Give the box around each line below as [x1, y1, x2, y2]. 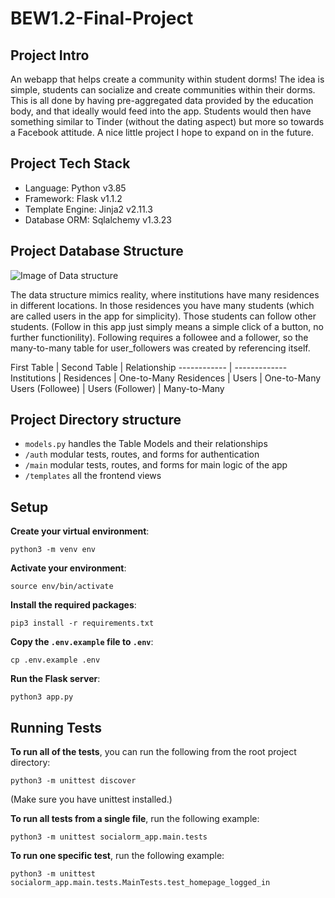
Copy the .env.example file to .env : [10, 636, 154, 648]
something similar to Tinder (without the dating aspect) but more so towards [10, 116, 325, 127]
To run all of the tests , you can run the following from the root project [10, 746, 297, 758]
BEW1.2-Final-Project [10, 7, 194, 30]
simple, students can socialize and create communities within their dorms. [10, 84, 316, 96]
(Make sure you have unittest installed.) [10, 793, 173, 806]
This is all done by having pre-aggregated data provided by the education [10, 95, 314, 106]
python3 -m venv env [10, 545, 97, 555]
